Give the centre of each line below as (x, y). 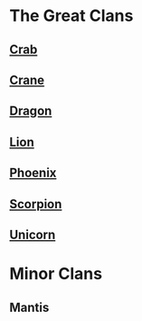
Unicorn (33, 234)
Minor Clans (56, 274)
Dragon (31, 111)
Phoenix (33, 173)
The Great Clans (71, 16)
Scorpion (36, 204)
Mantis (29, 307)
